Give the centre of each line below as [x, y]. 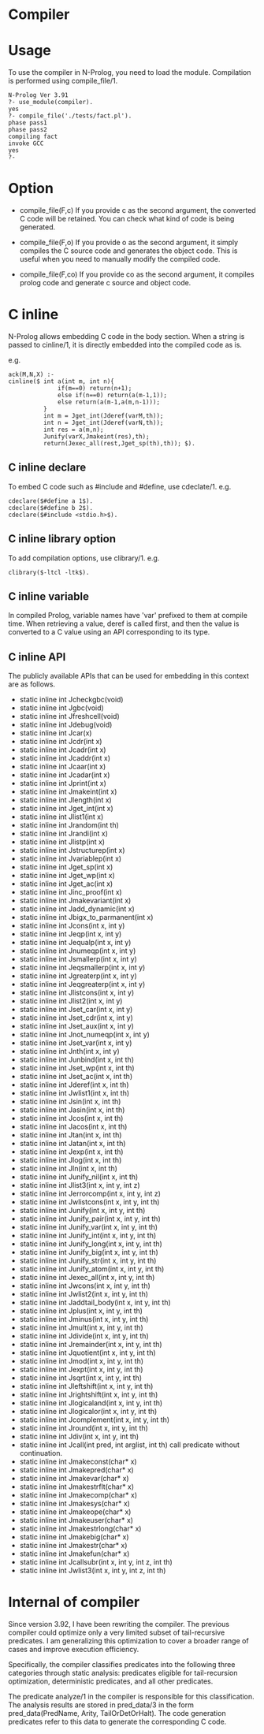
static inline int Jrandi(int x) [63, 834]
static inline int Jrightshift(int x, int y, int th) [89, 1395]
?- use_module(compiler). [50, 102]
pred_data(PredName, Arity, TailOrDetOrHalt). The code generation [117, 1714]
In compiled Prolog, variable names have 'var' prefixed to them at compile [128, 616]
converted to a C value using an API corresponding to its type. [109, 632]
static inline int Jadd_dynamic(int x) [77, 909]
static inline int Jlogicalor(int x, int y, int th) [88, 1412]
